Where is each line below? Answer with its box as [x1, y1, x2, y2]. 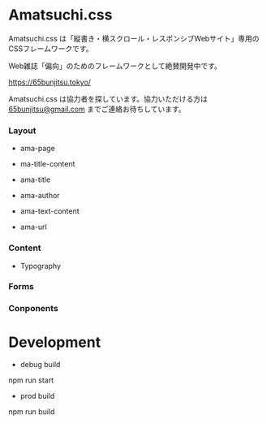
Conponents [8, 303, 58, 314]
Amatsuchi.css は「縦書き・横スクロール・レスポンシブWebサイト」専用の [8, 33, 260, 43]
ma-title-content [19, 159, 75, 169]
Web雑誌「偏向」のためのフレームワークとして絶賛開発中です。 [8, 61, 222, 71]
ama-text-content [19, 206, 80, 216]
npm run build [8, 407, 55, 417]
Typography [19, 261, 62, 270]
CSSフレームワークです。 [8, 43, 93, 54]
